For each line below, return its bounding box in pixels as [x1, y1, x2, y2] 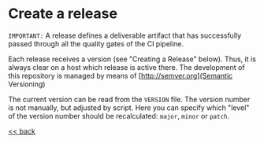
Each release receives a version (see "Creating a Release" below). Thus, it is [8, 54, 256, 64]
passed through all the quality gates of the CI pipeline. [8, 38, 184, 48]
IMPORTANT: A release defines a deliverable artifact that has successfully [8, 31, 242, 40]
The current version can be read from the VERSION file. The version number [8, 94, 251, 104]
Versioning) [8, 79, 46, 89]
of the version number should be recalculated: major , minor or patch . [8, 111, 230, 120]
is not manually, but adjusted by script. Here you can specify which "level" [8, 103, 250, 112]
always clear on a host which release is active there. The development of [8, 62, 246, 71]
